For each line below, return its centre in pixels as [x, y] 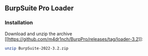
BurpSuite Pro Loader [39, 8]
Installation [19, 23]
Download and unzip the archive [39, 34]
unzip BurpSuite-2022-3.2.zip [37, 48]
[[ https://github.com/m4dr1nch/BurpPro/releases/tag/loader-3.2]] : [74, 39]
